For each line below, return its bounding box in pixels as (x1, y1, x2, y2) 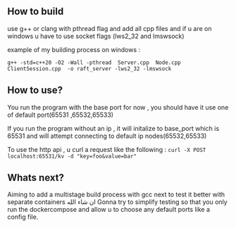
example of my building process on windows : (7, 45, 141, 53)
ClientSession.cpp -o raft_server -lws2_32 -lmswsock (7, 65, 172, 72)
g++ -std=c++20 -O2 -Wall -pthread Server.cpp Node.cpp (7, 59, 181, 66)
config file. (7, 213, 39, 221)
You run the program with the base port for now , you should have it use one (7, 103, 229, 111)
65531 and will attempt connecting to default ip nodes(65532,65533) (7, 132, 207, 140)
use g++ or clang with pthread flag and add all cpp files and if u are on (7, 24, 212, 32)
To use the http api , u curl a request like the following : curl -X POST (7, 145, 206, 153)
